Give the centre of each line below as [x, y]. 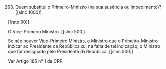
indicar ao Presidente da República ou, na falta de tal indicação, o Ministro [84, 46]
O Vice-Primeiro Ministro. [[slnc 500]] [47, 31]
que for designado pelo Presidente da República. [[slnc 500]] [71, 52]
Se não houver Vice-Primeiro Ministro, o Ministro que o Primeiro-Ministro [83, 41]
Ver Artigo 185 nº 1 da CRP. [36, 61]
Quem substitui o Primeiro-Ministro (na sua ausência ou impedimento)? [88, 7]
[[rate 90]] [19, 22]
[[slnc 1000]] [28, 12]
